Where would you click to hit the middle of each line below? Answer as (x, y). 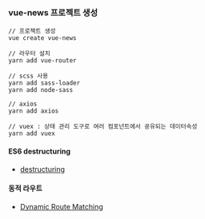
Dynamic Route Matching (61, 206)
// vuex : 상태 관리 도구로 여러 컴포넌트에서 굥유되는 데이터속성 (103, 127)
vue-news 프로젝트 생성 (53, 12)
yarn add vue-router (43, 61)
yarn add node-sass (41, 90)
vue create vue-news (43, 38)
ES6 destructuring (39, 151)
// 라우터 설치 (29, 54)
